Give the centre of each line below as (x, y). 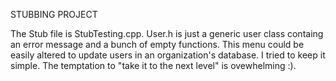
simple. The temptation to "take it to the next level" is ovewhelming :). (153, 65)
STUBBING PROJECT (54, 14)
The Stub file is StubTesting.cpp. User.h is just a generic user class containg (167, 33)
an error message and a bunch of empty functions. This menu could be (157, 44)
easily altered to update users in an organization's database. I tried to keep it (168, 55)
